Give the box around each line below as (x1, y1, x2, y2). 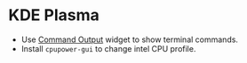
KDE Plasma (8, 5, 100, 25)
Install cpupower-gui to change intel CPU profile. (20, 43, 196, 53)
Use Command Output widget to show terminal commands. (20, 34, 239, 45)
